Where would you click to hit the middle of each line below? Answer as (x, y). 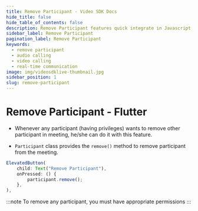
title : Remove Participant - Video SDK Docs (62, 11)
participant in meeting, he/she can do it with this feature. (83, 134)
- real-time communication (44, 66)
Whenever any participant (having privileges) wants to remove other (98, 128)
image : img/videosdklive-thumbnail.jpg (55, 72)
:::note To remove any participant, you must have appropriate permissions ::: (99, 202)
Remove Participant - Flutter (77, 112)
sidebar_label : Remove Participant (50, 34)
